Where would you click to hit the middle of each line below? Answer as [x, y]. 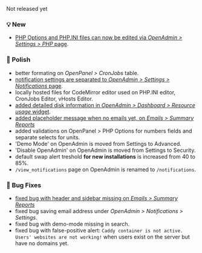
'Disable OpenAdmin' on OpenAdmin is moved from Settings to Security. [105, 150]
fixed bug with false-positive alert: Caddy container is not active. [99, 230]
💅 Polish [18, 60]
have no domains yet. [42, 243]
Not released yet [27, 9]
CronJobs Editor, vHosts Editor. [54, 99]
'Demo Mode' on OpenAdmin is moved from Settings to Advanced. [98, 143]
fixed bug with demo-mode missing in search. [72, 224]
